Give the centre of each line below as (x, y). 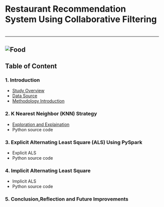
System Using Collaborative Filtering (81, 19)
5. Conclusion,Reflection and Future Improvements (67, 199)
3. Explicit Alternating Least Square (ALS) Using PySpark (74, 142)
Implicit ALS (24, 181)
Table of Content (31, 66)
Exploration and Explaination (41, 124)
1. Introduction (22, 80)
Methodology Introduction (38, 101)
